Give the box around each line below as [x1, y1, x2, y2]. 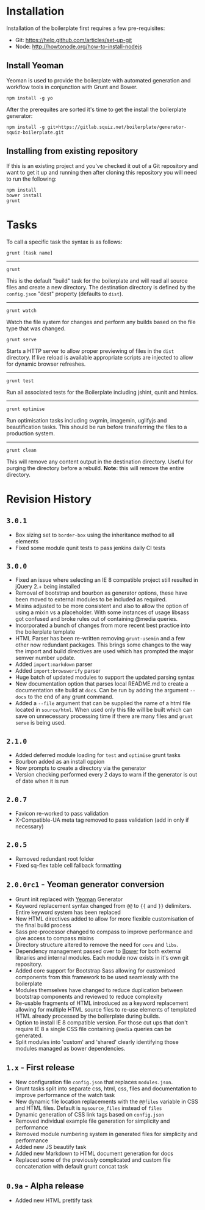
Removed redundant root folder [15, 855, 95, 862]
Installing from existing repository [6, 146, 138, 156]
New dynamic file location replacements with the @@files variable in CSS [15, 1098, 198, 1106]
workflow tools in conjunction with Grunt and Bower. [6, 83, 138, 90]
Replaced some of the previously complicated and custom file [15, 1156, 171, 1164]
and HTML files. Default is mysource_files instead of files [15, 1104, 162, 1112]
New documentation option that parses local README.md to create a [15, 680, 189, 687]
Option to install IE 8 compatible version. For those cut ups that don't [15, 1018, 188, 1026]
